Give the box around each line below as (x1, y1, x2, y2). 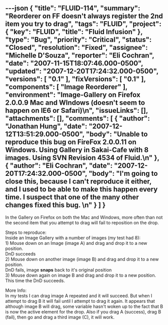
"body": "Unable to (86, 130, 148, 139)
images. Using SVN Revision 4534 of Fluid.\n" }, (5, 154, 159, 162)
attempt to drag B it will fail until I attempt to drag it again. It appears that (5, 298, 155, 304)
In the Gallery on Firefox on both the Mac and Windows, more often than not (5, 214, 163, 220)
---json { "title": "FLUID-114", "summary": (5, 4, 141, 13)
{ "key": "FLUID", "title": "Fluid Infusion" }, (5, 28, 143, 36)
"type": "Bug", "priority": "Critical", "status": (5, 35, 152, 44)
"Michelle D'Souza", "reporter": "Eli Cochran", (5, 51, 154, 60)
